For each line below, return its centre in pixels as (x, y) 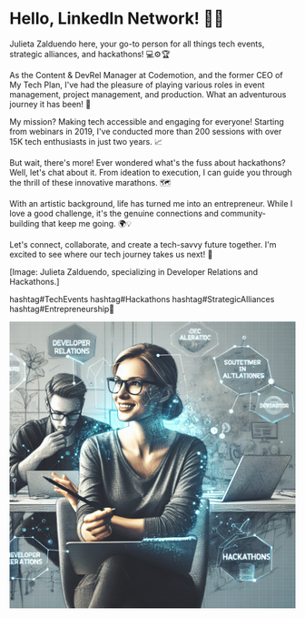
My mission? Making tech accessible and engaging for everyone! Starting (147, 121)
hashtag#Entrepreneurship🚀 (62, 309)
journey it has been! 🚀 (50, 104)
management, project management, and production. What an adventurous (148, 94)
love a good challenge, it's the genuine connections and (114, 213)
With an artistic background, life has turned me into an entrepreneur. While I (151, 203)
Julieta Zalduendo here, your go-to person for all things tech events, (137, 44)
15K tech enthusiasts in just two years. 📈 (86, 141)
